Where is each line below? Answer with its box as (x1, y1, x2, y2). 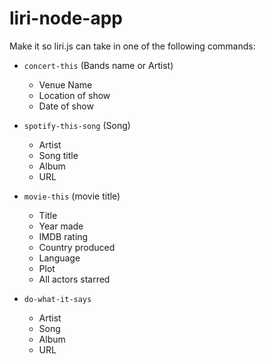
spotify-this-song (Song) (23, 119, 131, 131)
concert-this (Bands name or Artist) (23, 59, 174, 71)
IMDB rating (38, 230, 89, 242)
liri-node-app (9, 7, 123, 30)
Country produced (38, 241, 116, 253)
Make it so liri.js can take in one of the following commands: (9, 40, 256, 52)
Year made (38, 220, 84, 232)
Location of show (38, 89, 111, 101)
